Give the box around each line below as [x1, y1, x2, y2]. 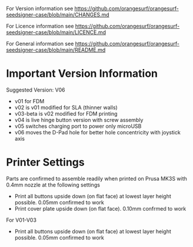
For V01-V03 [6, 216, 37, 224]
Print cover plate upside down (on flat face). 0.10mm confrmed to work [14, 205, 187, 212]
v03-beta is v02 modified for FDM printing [14, 110, 118, 117]
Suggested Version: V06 [6, 86, 65, 93]
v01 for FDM [14, 97, 45, 104]
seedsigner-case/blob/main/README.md [6, 46, 106, 53]
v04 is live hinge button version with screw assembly [14, 116, 144, 123]
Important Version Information [6, 67, 158, 80]
